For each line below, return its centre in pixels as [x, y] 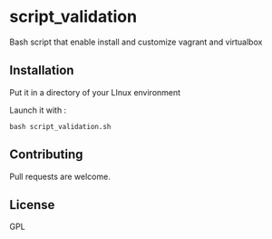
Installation [42, 70]
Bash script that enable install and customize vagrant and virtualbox [136, 42]
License [32, 205]
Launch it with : [38, 110]
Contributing [46, 155]
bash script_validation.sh [60, 126]
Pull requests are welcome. [60, 176]
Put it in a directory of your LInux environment [95, 92]
